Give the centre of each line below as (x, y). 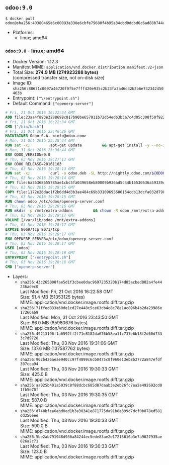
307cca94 (29, 364)
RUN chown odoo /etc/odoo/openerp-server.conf (55, 201)
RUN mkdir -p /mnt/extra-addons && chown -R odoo (67, 211)
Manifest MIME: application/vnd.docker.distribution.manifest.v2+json (88, 67)
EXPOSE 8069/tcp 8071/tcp (32, 229)
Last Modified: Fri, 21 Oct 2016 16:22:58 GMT (67, 292)
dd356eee (29, 415)
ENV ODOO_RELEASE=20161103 (33, 164)
